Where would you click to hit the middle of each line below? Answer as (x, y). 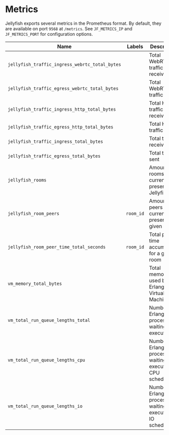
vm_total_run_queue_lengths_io (45, 406)
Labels (135, 46)
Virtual (157, 293)
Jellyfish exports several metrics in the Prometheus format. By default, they (83, 23)
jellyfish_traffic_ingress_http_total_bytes (62, 109)
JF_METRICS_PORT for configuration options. (49, 34)
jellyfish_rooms (27, 180)
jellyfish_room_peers (33, 213)
